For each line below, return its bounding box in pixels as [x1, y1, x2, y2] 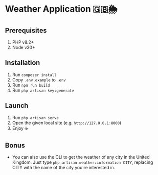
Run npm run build [12, 82, 50, 88]
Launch [5, 101, 28, 110]
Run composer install [12, 72, 57, 77]
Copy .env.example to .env [12, 76, 66, 83]
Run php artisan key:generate [12, 87, 74, 93]
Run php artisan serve [12, 114, 59, 120]
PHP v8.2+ [12, 39, 34, 45]
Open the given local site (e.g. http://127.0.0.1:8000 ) [12, 120, 121, 125]
